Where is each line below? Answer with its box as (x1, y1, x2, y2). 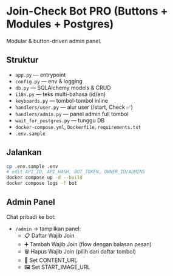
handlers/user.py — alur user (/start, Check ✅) (15, 103, 134, 111)
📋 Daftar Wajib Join (24, 232, 75, 239)
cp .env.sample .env (6, 163, 59, 170)
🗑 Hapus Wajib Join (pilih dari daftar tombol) (24, 247, 137, 255)
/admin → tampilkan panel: (15, 225, 81, 232)
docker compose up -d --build (6, 174, 83, 181)
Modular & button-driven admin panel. (6, 37, 102, 44)
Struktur (6, 55, 39, 65)
